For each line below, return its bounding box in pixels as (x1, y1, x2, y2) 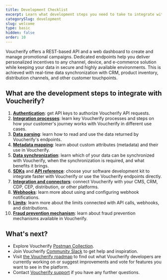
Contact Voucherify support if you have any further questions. (12, 269, 140, 275)
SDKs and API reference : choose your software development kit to (12, 168, 150, 174)
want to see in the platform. (12, 264, 69, 270)
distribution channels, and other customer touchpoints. (5, 75, 118, 81)
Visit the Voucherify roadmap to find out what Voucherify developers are (12, 253, 162, 259)
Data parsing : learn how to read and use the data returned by (12, 131, 139, 137)
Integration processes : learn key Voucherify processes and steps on (12, 115, 154, 121)
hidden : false (5, 30, 35, 35)
